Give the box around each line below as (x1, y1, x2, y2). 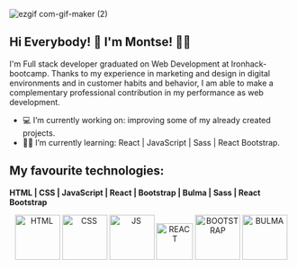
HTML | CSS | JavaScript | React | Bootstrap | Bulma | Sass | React (9, 187, 261, 198)
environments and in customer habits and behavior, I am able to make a (9, 77, 274, 88)
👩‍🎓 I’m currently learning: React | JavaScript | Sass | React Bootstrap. (22, 137, 281, 148)
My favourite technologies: (9, 163, 165, 179)
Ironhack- (230, 58, 267, 69)
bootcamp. (9, 67, 49, 78)
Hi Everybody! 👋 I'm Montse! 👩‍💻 (9, 34, 192, 49)
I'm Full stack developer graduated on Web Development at (9, 58, 229, 69)
